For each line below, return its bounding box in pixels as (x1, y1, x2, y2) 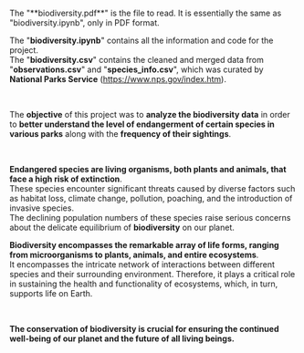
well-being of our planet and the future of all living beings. (9, 333, 235, 344)
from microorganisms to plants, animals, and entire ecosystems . (9, 249, 259, 260)
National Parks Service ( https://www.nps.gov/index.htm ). (9, 74, 226, 84)
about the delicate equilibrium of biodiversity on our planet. (9, 222, 235, 233)
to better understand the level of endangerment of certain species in (9, 119, 276, 130)
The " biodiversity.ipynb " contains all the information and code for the (9, 35, 274, 46)
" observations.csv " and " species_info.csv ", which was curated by (9, 64, 264, 75)
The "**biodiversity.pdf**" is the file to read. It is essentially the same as (9, 7, 282, 18)
